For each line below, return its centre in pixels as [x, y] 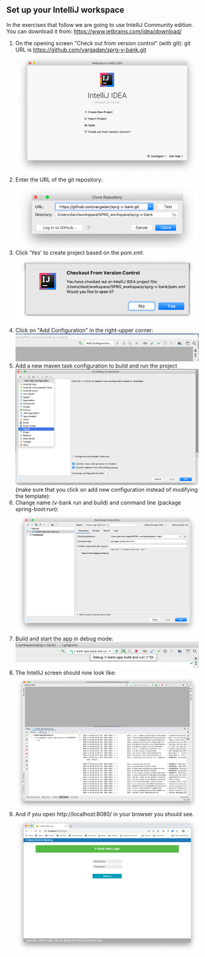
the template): [33, 496]
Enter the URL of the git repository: [59, 180]
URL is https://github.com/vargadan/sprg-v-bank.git [81, 50]
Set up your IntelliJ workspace [66, 10]
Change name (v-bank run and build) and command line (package [98, 503]
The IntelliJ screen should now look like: [66, 673]
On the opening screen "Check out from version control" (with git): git [103, 43]
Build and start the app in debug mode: [64, 638]
